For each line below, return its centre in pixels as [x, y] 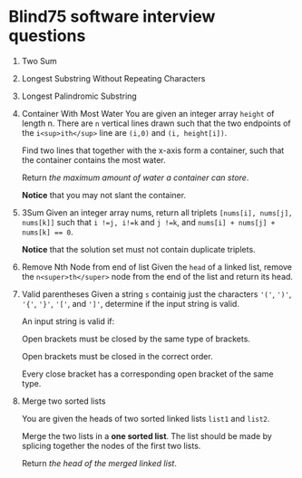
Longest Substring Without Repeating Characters [113, 78]
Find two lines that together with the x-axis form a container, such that [153, 150]
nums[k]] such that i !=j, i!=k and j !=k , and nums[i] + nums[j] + [148, 222]
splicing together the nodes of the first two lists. [111, 445]
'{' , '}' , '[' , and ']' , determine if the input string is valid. [130, 303]
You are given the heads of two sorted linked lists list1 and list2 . [146, 418]
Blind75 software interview [112, 17]
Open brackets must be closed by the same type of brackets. [136, 339]
